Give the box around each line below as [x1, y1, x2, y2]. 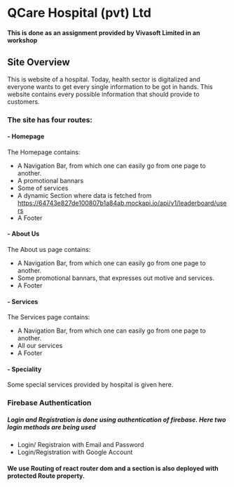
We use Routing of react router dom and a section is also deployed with [7, 464, 219, 472]
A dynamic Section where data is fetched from [17, 191, 152, 199]
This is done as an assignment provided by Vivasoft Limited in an [7, 28, 200, 36]
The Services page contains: [7, 313, 90, 321]
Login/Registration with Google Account [17, 448, 133, 457]
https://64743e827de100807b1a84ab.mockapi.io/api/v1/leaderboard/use [17, 199, 227, 207]
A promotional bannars [17, 176, 84, 185]
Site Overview [7, 56, 70, 68]
